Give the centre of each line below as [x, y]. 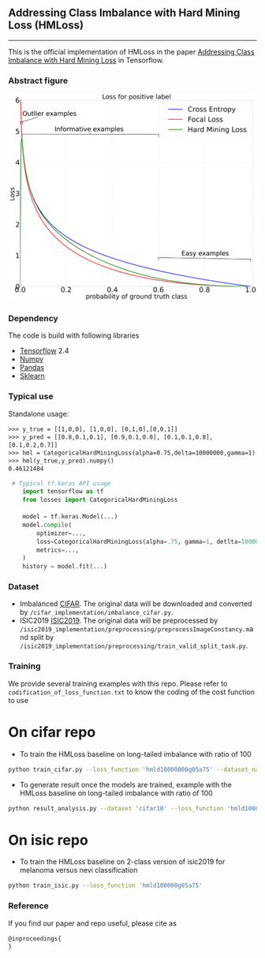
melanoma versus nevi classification [78, 870]
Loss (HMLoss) [46, 26]
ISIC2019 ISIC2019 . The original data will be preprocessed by [119, 621]
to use [19, 700]
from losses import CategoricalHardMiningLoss [100, 500]
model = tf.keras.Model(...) [70, 517]
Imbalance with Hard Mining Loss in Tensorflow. [86, 60]
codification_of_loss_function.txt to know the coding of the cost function [131, 692]
